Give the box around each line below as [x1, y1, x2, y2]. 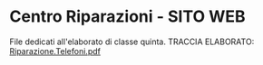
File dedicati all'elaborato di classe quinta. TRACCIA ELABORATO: [9, 36, 255, 47]
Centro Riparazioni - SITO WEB [9, 6, 246, 27]
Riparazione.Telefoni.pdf [9, 45, 102, 56]
